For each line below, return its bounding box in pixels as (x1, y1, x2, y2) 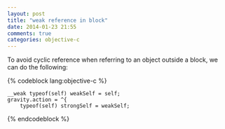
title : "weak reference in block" (7, 17, 109, 24)
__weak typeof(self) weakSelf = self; (7, 90, 121, 97)
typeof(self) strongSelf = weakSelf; (20, 102, 130, 109)
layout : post (7, 10, 46, 18)
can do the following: (7, 63, 68, 72)
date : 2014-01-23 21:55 (7, 23, 77, 30)
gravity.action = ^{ (7, 96, 68, 104)
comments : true (7, 29, 52, 37)
